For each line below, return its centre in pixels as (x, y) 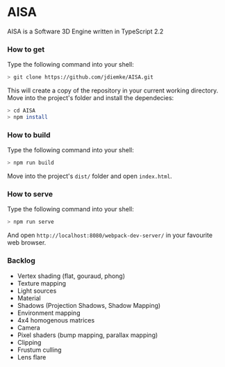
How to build (29, 135)
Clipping (29, 342)
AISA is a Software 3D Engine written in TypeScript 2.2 (85, 31)
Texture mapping (42, 283)
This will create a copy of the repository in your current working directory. (113, 90)
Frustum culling (39, 350)
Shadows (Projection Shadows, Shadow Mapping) (89, 305)
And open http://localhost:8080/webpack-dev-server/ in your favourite (110, 235)
